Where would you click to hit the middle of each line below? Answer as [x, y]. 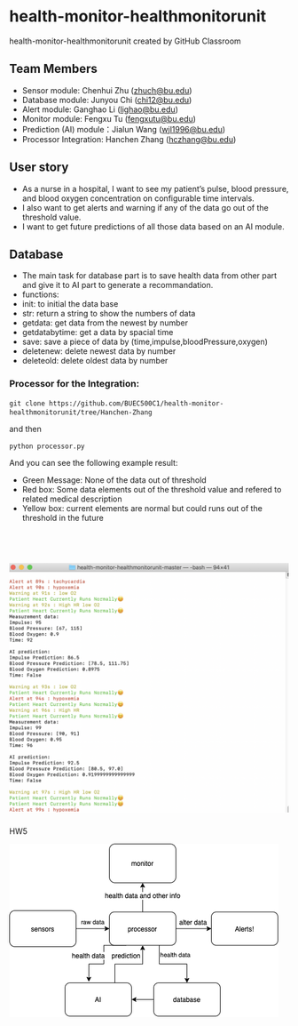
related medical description [72, 499]
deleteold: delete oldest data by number [95, 361]
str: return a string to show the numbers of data [109, 314]
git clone [27, 403]
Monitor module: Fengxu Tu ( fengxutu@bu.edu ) [109, 118]
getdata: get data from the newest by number [105, 323]
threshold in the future [63, 517]
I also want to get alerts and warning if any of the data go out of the [145, 207]
